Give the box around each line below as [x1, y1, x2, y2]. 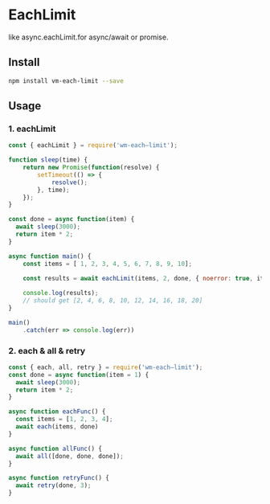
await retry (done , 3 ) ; [15, 481, 92, 490]
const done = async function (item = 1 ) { [8, 371, 149, 379]
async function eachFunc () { [8, 408, 106, 416]
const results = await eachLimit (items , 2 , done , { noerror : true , [22, 275, 253, 283]
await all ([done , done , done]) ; [15, 452, 125, 460]
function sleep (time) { [8, 156, 88, 164]
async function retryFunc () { [8, 474, 110, 482]
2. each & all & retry [8, 345, 86, 356]
